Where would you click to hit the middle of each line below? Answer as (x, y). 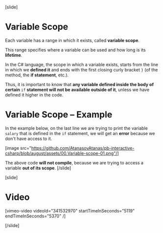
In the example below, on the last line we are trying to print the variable (76, 128)
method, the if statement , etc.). (37, 75)
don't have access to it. (29, 139)
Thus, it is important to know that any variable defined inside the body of (80, 84)
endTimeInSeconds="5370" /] (35, 216)
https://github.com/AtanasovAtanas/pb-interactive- (83, 148)
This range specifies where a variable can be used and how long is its (75, 50)
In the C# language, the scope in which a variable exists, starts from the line (81, 64)
